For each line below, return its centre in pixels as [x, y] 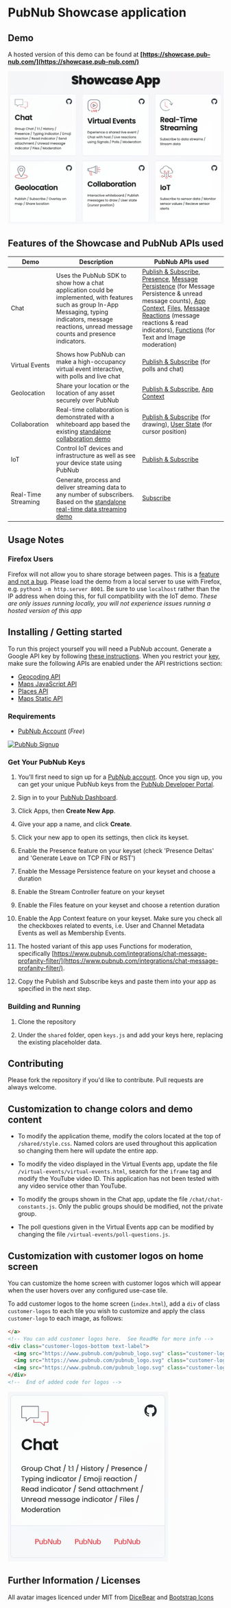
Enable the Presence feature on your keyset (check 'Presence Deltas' [116, 851]
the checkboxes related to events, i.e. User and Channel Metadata [111, 926]
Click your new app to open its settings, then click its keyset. [103, 837]
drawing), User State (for [177, 424]
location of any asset [85, 393]
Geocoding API [39, 676]
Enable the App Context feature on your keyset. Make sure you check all [120, 919]
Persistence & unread [172, 293]
